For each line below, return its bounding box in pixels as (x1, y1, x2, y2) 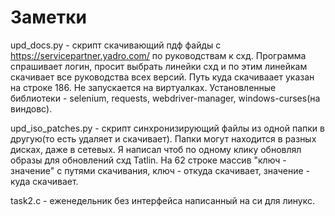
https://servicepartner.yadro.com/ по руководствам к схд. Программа (10, 49, 307, 61)
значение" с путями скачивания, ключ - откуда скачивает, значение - (10, 164, 311, 176)
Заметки (10, 6, 87, 29)
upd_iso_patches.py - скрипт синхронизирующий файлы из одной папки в (10, 122, 325, 134)
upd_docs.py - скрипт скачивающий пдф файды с (10, 39, 222, 51)
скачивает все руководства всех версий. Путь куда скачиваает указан (10, 71, 315, 83)
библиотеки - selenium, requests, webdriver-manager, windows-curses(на (10, 92, 321, 104)
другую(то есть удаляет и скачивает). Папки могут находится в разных (10, 132, 317, 145)
